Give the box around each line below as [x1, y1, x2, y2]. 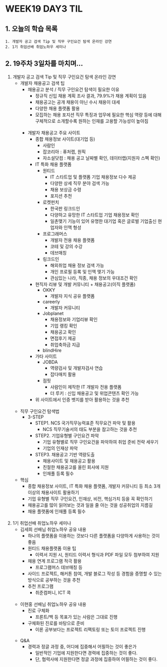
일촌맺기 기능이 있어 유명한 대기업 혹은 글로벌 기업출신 [50, 218, 157, 224]
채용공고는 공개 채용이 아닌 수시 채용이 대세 [35, 99, 120, 105]
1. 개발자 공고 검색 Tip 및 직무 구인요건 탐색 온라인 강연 [5, 39, 112, 44]
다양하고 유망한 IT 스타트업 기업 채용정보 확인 [50, 212, 139, 218]
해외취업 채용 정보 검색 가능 [50, 262, 104, 268]
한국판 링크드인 [50, 205, 80, 211]
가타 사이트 [35, 353, 57, 359]
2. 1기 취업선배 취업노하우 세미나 [5, 44, 67, 50]
